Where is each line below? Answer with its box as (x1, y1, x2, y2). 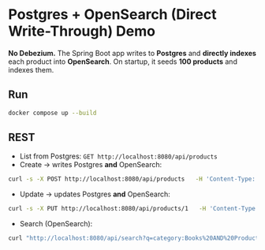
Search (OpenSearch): (19, 219, 93, 229)
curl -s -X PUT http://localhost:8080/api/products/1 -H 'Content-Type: (8, 205, 259, 213)
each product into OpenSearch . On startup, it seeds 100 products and (8, 57, 238, 66)
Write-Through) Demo (8, 22, 156, 40)
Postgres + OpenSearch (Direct (8, 6, 217, 24)
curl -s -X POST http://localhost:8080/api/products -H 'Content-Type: (8, 175, 256, 183)
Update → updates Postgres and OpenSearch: (19, 189, 171, 199)
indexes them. (8, 65, 54, 74)
